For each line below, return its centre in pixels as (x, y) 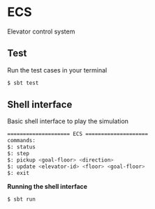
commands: (22, 141)
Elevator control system (41, 31)
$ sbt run (22, 199)
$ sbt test (23, 83)
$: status (22, 147)
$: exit (19, 173)
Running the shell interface (47, 186)
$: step (19, 154)
